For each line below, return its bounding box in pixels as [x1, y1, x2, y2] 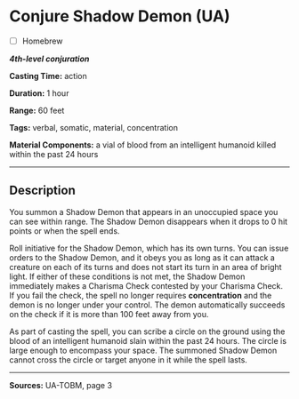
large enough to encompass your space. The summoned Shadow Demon [9, 345, 278, 355]
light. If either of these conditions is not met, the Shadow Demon [9, 271, 246, 282]
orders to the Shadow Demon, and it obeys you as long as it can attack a [9, 251, 276, 263]
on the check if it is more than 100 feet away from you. [9, 308, 209, 319]
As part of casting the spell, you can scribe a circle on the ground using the [9, 326, 286, 337]
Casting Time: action [9, 71, 87, 81]
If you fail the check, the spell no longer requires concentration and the [9, 290, 272, 300]
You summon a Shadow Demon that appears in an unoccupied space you [9, 206, 279, 217]
